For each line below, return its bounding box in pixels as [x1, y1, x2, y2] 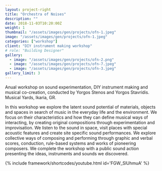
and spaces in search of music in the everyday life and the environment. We [5, 109, 157, 115]
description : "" [5, 16, 38, 21]
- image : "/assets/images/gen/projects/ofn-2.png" [9, 57, 114, 62]
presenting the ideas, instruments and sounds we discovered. [5, 150, 129, 156]
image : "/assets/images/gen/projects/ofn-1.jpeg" [5, 35, 108, 40]
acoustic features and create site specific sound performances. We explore [5, 130, 156, 136]
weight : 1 [5, 25, 25, 30]
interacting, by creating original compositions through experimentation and [5, 119, 155, 125]
